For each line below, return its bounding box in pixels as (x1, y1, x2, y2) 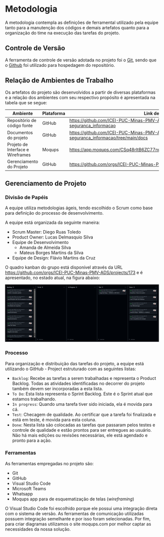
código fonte (7, 123, 33, 129)
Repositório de (7, 118, 37, 123)
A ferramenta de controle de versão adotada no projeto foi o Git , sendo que (5, 57, 157, 63)
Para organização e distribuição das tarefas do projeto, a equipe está (5, 360, 144, 366)
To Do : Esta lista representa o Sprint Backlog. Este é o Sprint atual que (12, 391, 153, 397)
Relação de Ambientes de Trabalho (5, 77, 114, 85)
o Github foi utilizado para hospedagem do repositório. (5, 62, 115, 68)
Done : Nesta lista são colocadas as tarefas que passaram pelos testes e (12, 422, 155, 428)
